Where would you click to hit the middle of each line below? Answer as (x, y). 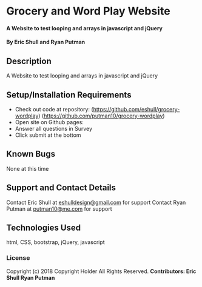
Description (29, 61)
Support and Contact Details (61, 188)
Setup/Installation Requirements (69, 95)
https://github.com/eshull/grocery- (136, 109)
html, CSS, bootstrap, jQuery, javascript (56, 242)
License (18, 258)
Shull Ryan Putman (31, 277)
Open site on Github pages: (49, 122)
